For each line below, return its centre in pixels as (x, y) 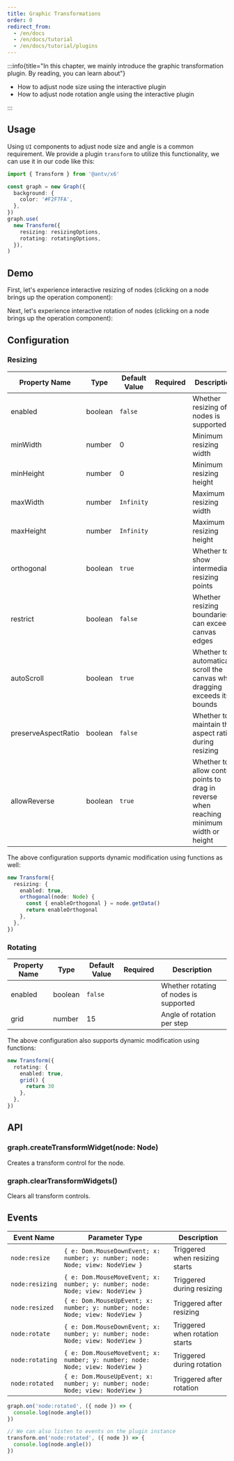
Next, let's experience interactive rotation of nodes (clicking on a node (108, 311)
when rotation (196, 1333)
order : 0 (20, 20)
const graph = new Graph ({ (46, 186)
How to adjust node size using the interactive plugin (92, 87)
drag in (204, 788)
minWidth (26, 445)
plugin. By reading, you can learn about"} (67, 73)
